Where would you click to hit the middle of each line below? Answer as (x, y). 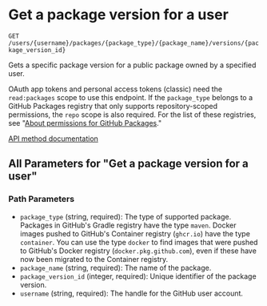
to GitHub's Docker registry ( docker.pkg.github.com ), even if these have (138, 251)
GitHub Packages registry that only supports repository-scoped (113, 106)
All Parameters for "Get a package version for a (129, 164)
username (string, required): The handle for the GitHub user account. (132, 293)
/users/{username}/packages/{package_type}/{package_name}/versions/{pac (134, 43)
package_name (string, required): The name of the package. (116, 268)
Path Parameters (41, 199)
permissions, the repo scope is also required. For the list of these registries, (132, 115)
